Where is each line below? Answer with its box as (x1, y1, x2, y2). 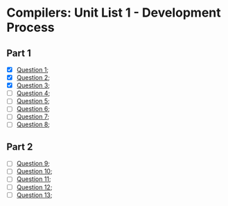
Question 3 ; (16, 81, 50, 89)
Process (6, 19, 55, 35)
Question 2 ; (16, 74, 50, 82)
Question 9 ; (16, 160, 50, 168)
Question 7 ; (16, 112, 50, 121)
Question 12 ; (16, 182, 53, 191)
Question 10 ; (16, 167, 53, 175)
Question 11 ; (16, 175, 51, 183)
